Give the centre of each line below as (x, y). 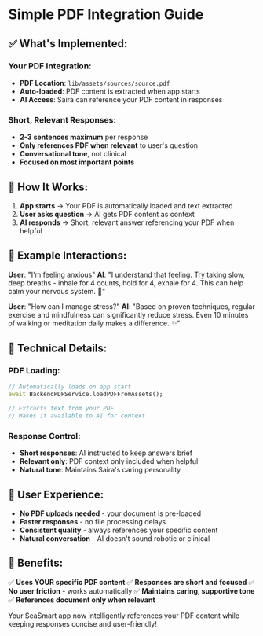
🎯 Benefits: (36, 563)
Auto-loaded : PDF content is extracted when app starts (110, 91)
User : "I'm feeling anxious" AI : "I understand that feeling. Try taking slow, (127, 274)
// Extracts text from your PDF (61, 409)
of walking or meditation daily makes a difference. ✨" (94, 323)
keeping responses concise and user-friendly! (82, 623)
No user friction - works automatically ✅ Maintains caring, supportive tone (131, 590)
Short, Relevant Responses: (62, 119)
